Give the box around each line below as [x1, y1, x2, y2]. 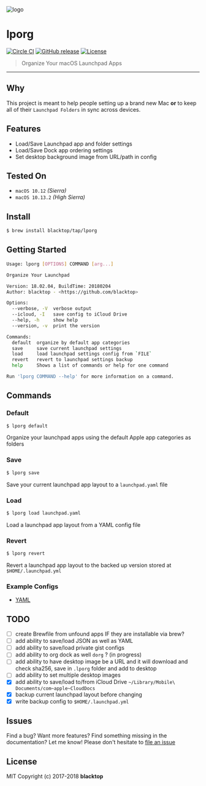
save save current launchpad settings [12, 345, 122, 351]
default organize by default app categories [12, 340, 131, 346]
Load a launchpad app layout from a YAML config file [6, 521, 141, 528]
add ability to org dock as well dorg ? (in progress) [15, 651, 142, 658]
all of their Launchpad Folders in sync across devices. [6, 106, 141, 113]
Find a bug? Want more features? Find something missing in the [6, 732, 167, 739]
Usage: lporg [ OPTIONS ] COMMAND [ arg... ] [6, 261, 114, 267]
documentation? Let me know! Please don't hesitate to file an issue [6, 739, 176, 746]
